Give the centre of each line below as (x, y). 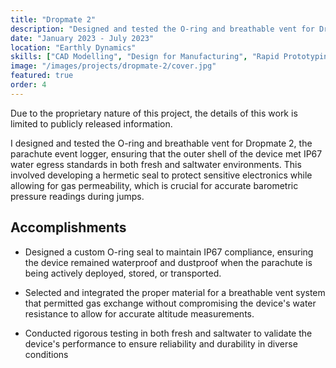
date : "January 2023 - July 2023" (82, 38)
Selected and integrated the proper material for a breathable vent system (175, 292)
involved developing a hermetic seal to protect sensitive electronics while (161, 175)
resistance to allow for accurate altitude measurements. (139, 313)
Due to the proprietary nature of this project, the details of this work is (154, 113)
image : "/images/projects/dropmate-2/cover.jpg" (113, 66)
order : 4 (28, 85)
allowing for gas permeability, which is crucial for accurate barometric (154, 185)
